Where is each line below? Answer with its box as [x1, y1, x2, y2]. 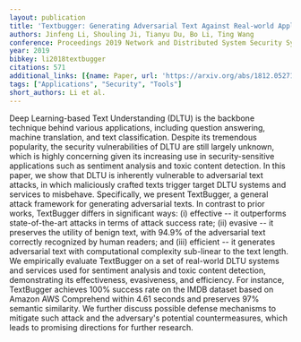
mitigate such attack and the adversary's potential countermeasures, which [9, 312, 288, 323]
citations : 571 [9, 64, 66, 73]
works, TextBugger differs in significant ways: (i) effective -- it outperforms [9, 208, 287, 218]
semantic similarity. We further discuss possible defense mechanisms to [9, 303, 276, 313]
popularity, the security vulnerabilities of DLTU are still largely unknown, [9, 141, 275, 152]
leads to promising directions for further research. [9, 321, 194, 332]
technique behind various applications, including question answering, [9, 122, 266, 133]
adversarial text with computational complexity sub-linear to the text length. [9, 245, 288, 256]
